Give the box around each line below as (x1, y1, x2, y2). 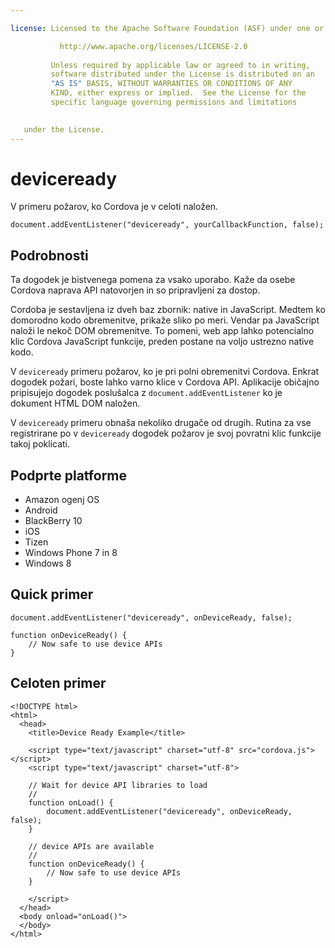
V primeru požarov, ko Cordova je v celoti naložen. (10, 201, 219, 213)
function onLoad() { (28, 797, 114, 808)
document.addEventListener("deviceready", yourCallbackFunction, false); (10, 220, 325, 230)
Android (24, 504, 58, 516)
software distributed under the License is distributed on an (50, 69, 315, 80)
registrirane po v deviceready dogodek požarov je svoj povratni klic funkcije (10, 427, 322, 440)
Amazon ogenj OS (24, 494, 100, 506)
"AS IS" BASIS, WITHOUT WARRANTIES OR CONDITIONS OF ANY (50, 79, 293, 89)
